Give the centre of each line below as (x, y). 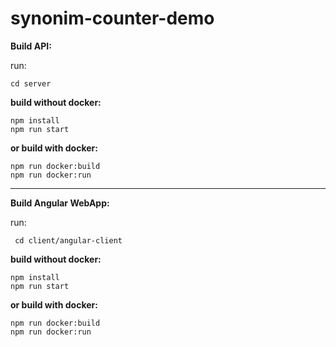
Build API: (31, 46)
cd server (31, 83)
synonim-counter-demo (112, 18)
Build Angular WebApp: (60, 203)
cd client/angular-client (68, 240)
